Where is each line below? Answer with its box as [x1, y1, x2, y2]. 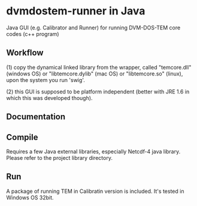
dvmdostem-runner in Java [6, 4, 146, 18]
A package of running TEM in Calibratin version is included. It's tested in [6, 187, 184, 195]
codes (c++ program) [6, 30, 59, 37]
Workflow [6, 48, 44, 58]
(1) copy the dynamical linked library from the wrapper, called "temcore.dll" [6, 63, 192, 71]
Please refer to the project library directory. [6, 154, 113, 161]
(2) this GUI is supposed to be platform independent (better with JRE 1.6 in [6, 88, 190, 95]
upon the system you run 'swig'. [6, 76, 85, 83]
